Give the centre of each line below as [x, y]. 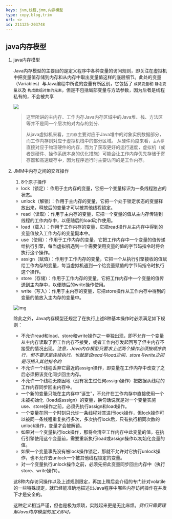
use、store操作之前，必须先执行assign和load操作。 [75, 406]
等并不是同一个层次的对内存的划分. [62, 123]
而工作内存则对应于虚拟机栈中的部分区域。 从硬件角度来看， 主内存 [95, 141]
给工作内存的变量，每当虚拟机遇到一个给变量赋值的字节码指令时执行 [93, 266]
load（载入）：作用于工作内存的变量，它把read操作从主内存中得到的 [92, 227]
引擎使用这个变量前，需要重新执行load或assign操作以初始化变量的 [95, 439]
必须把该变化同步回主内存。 [55, 374]
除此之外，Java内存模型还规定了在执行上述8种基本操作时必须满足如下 [87, 319]
